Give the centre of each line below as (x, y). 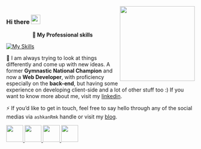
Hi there (18, 22)
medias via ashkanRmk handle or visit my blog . (62, 117)
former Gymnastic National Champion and (59, 71)
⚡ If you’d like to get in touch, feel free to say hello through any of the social (99, 108)
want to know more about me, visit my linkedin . (64, 96)
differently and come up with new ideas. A (58, 65)
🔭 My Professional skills (63, 35)
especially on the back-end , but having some (62, 84)
